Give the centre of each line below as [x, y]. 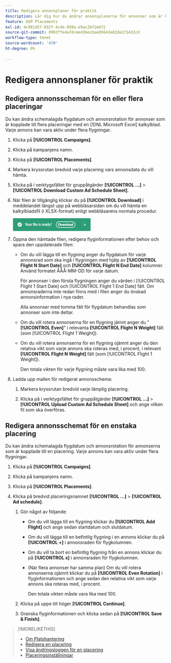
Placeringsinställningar [49, 655]
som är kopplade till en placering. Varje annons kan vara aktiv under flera [82, 451]
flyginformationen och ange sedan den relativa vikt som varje [92, 579]
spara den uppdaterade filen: [43, 244]
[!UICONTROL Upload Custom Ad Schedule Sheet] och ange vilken [92, 404]
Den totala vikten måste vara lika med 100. [72, 594]
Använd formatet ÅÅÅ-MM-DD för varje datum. [70, 270]
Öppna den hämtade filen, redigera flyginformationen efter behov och [86, 239]
